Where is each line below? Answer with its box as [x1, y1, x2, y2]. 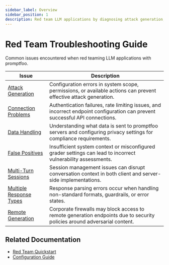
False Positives [8, 150, 43, 157]
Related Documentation [5, 235, 81, 244]
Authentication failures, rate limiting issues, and [49, 102, 161, 109]
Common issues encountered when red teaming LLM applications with [5, 55, 152, 61]
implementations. [60, 177, 102, 184]
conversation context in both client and [49, 170, 142, 177]
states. [49, 197, 65, 205]
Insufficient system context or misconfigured [49, 143, 155, 150]
